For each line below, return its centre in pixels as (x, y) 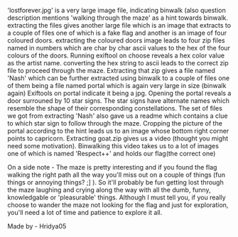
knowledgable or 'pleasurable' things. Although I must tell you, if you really (117, 197)
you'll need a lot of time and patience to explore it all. (85, 213)
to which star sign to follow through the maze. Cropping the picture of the (115, 123)
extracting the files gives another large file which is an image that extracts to (119, 25)
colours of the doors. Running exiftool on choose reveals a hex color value (116, 55)
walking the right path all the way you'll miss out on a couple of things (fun (117, 175)
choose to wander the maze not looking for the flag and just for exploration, (118, 205)
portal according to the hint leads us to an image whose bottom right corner (118, 131)
